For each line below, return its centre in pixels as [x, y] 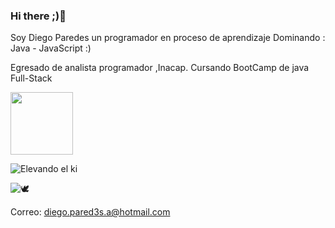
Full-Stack [31, 78]
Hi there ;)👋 [38, 16]
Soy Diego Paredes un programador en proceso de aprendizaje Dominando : [168, 38]
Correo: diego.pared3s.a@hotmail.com [90, 212]
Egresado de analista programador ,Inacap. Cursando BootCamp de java [160, 68]
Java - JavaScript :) [51, 48]
